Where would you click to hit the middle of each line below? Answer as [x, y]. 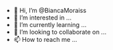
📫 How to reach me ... [45, 40]
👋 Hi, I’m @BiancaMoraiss [50, 10]
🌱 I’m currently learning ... [50, 25]
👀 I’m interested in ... [42, 18]
